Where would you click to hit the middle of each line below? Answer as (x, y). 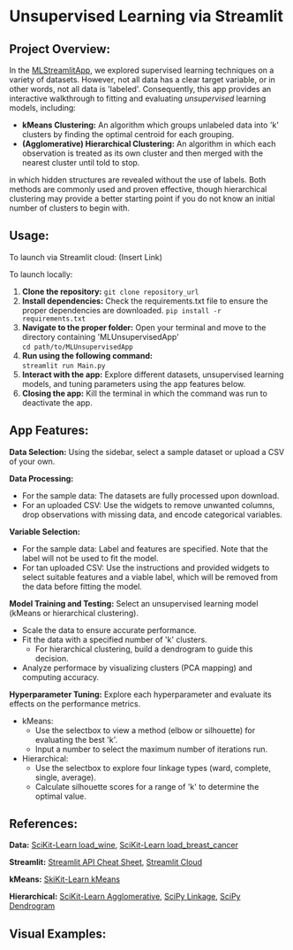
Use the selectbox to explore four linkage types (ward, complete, (153, 768)
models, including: (43, 108)
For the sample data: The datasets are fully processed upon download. (150, 495)
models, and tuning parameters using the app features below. (134, 383)
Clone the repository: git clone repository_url (110, 291)
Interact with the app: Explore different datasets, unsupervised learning (153, 375)
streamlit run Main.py (64, 366)
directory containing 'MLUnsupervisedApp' (100, 336)
